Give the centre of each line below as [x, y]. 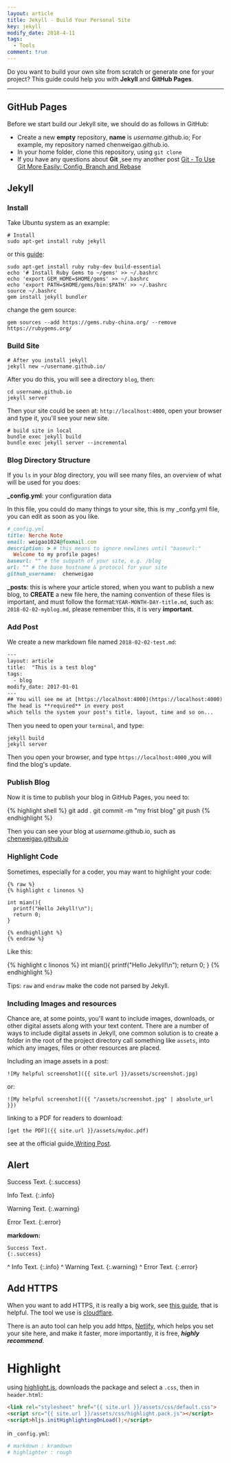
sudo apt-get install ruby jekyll [57, 242]
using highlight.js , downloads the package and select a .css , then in [103, 1387]
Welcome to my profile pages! [56, 555]
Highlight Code [33, 856]
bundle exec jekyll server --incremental [67, 442]
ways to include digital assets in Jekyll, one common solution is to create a [113, 1033]
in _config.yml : [29, 1433]
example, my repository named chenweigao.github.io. [93, 144]
